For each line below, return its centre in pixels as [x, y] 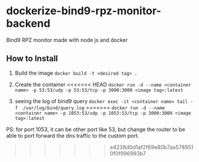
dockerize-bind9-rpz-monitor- [84, 11]
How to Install [32, 58]
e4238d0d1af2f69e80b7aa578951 [152, 147]
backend [28, 23]
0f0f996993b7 [128, 153]
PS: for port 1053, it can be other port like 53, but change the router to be [96, 129]
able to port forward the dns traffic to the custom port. [73, 135]
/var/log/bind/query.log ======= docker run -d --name [94, 107]
